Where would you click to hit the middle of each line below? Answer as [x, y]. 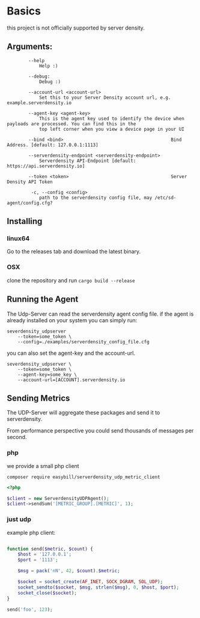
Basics [24, 11]
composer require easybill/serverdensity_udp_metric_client [84, 477]
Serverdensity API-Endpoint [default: [87, 161]
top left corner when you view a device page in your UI [112, 129]
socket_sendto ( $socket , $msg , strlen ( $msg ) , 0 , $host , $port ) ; [98, 587]
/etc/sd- [165, 198]
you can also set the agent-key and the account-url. [71, 353]
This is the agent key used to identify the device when [112, 119]
